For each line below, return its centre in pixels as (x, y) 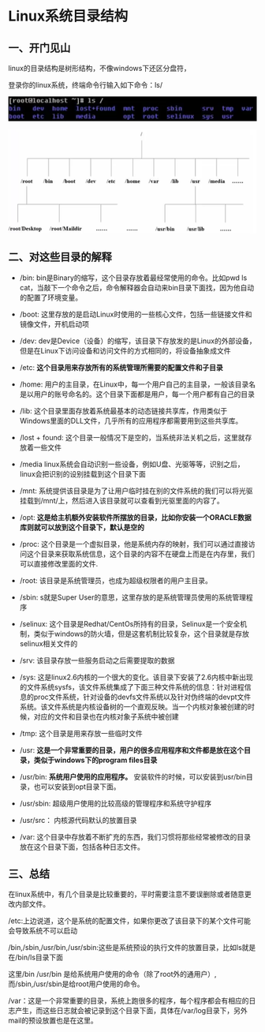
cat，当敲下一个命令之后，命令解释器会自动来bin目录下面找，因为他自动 (137, 287)
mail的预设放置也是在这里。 (53, 1021)
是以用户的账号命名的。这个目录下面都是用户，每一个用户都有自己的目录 (137, 394)
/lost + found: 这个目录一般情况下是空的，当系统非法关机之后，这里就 (132, 437)
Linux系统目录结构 (68, 16)
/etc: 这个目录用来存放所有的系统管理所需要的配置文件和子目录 (121, 367)
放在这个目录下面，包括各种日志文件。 (82, 847)
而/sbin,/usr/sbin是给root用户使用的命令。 (76, 984)
